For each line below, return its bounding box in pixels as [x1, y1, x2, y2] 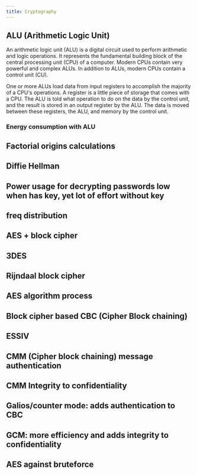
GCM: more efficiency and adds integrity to [6, 430, 169, 440]
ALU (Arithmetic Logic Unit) [6, 31, 110, 41]
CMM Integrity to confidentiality [6, 381, 127, 391]
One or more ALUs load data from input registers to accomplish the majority [6, 83, 191, 90]
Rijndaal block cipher [6, 271, 86, 281]
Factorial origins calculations [6, 141, 115, 151]
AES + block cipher [6, 231, 78, 241]
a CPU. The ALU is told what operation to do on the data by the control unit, [6, 95, 190, 102]
